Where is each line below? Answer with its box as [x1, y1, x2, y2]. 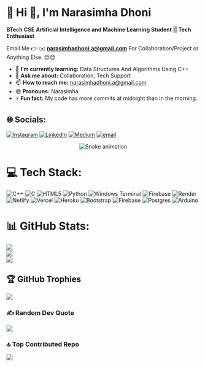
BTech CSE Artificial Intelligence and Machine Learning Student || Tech [6, 26, 191, 33]
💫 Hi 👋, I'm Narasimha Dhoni [6, 6, 152, 20]
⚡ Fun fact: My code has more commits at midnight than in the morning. [15, 95, 198, 102]
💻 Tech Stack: [6, 165, 82, 179]
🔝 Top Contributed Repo [6, 340, 80, 349]
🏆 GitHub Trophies [6, 274, 82, 285]
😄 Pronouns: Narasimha [15, 87, 79, 95]
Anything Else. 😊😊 [6, 53, 56, 61]
